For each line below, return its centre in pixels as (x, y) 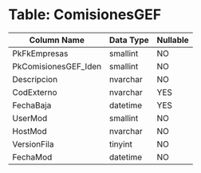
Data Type (129, 40)
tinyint (121, 144)
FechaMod (32, 157)
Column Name (57, 40)
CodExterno (35, 92)
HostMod (30, 131)
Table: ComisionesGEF (85, 15)
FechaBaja (32, 105)
